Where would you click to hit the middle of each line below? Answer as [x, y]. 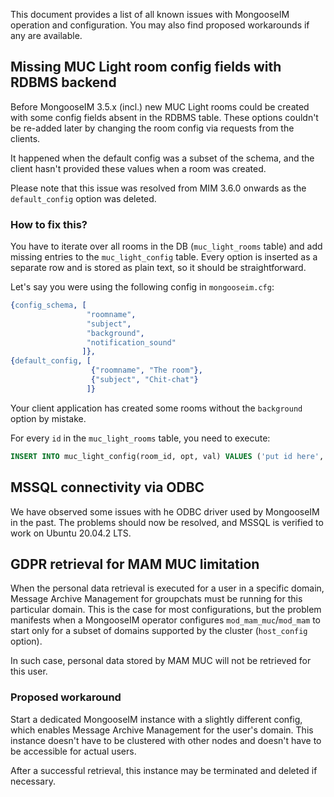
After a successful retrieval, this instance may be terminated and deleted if [164, 770]
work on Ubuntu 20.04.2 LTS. [71, 533]
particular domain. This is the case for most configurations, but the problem [166, 610]
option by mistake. [48, 418]
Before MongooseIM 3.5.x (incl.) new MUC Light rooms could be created [160, 106]
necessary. [33, 781]
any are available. [46, 35]
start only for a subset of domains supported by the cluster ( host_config [159, 631]
